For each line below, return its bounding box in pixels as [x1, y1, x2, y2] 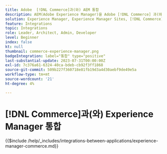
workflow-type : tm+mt [5, 72, 50, 77]
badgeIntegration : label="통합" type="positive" [5, 53, 106, 59]
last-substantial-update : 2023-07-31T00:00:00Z [5, 58, 106, 63]
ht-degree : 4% [5, 81, 35, 86]
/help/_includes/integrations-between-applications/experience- [27, 138, 158, 144]
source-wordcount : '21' [5, 77, 55, 81]
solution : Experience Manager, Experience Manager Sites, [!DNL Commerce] [5, 16, 164, 21]
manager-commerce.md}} [5, 143, 59, 149]
